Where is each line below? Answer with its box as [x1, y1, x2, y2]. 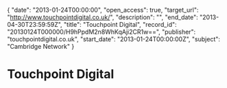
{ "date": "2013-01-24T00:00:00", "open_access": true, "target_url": [7, 6, 199, 14]
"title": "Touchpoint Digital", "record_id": [64, 21, 177, 28]
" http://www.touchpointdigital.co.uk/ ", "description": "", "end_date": [7, 13, 199, 21]
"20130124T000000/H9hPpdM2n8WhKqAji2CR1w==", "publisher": [7, 27, 196, 36]
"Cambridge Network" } [7, 43, 75, 50]
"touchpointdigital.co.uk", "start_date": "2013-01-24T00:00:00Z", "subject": [7, 35, 221, 43]
